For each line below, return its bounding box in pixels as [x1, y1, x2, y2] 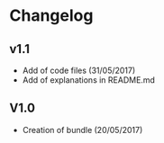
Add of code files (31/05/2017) [22, 65, 136, 76]
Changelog [9, 5, 94, 26]
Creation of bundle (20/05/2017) [22, 124, 143, 135]
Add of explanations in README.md [22, 75, 156, 85]
